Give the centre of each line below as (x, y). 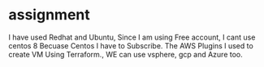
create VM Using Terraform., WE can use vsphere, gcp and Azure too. (126, 54)
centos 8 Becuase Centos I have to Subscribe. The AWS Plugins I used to (131, 45)
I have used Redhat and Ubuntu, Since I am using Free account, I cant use (132, 37)
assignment (50, 15)
